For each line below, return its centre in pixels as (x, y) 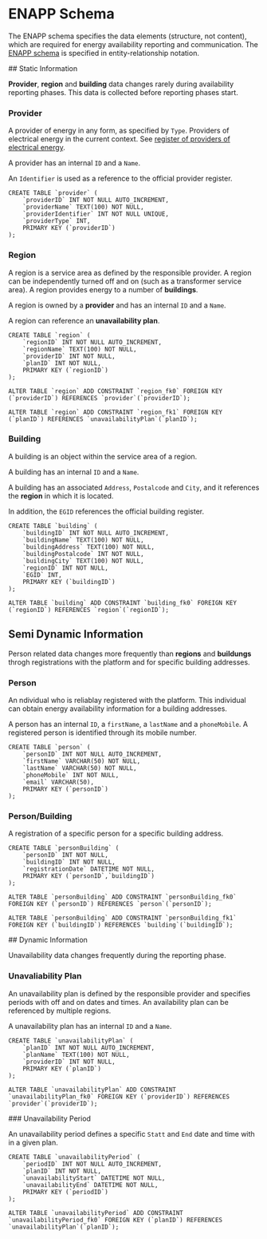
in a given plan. (33, 1142)
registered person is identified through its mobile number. (102, 733)
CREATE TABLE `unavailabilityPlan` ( (71, 1040)
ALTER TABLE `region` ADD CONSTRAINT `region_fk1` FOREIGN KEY (116, 412)
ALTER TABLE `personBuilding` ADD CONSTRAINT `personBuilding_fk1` (123, 918)
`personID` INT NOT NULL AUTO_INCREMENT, (92, 754)
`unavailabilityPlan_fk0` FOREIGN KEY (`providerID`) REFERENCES (119, 1096)
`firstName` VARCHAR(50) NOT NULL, (82, 761)
